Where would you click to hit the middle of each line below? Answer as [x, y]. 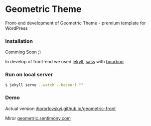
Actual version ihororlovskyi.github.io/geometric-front [61, 109]
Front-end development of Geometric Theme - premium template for [75, 23]
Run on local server [29, 75]
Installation [19, 41]
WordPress [17, 28]
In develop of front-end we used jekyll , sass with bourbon [64, 62]
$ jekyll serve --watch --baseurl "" [44, 85]
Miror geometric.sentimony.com [38, 118]
